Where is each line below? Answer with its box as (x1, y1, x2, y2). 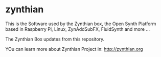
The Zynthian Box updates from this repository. (5, 36, 105, 42)
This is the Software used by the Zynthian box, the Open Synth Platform (5, 21, 156, 27)
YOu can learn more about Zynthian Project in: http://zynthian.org (5, 46, 143, 52)
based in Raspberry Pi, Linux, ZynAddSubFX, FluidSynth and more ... (5, 26, 150, 32)
